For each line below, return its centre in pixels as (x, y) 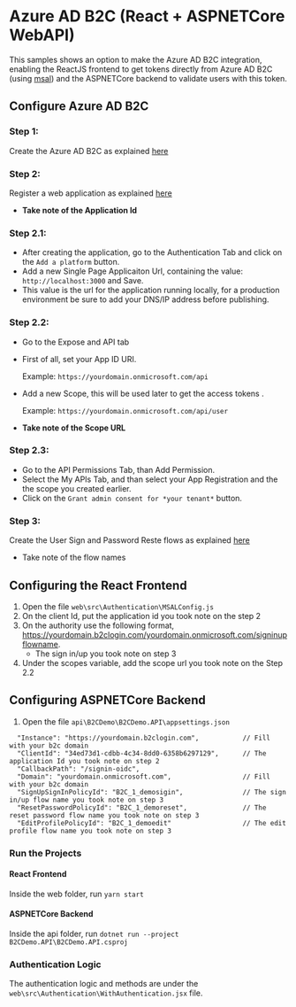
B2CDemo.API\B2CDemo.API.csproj (68, 942)
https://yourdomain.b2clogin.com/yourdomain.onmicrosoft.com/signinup (155, 634)
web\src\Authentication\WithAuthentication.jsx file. (106, 993)
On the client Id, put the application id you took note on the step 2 (141, 616)
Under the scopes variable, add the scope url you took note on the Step (152, 662)
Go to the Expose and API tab (76, 342)
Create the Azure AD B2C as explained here (89, 151)
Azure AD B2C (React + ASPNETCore (147, 16)
